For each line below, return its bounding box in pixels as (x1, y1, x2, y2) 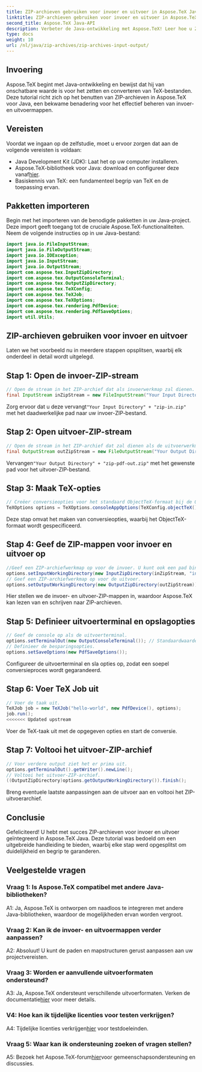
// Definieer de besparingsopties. (6, 643, 96, 649)
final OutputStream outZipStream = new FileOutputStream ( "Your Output (6, 448, 187, 455)
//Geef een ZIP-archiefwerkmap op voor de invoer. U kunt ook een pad (6, 564, 187, 571)
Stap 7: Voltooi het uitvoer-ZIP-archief (6, 745, 153, 755)
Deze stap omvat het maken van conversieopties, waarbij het (6, 516, 158, 523)
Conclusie (6, 812, 45, 823)
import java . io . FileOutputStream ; (6, 247, 93, 253)
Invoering (6, 64, 43, 75)
